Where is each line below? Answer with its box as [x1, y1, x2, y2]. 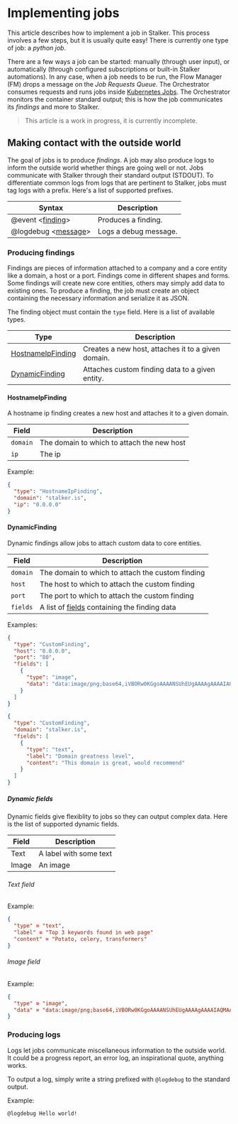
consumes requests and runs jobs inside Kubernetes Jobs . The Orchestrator [7, 87, 230, 96]
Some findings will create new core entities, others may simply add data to [7, 279, 225, 288]
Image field [7, 957, 40, 966]
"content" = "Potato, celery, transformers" [13, 935, 147, 942]
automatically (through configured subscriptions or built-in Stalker [7, 65, 200, 73]
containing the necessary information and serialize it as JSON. [7, 294, 190, 302]
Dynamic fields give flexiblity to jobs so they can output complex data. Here [7, 812, 228, 821]
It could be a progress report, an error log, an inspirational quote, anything [7, 1053, 224, 1062]
